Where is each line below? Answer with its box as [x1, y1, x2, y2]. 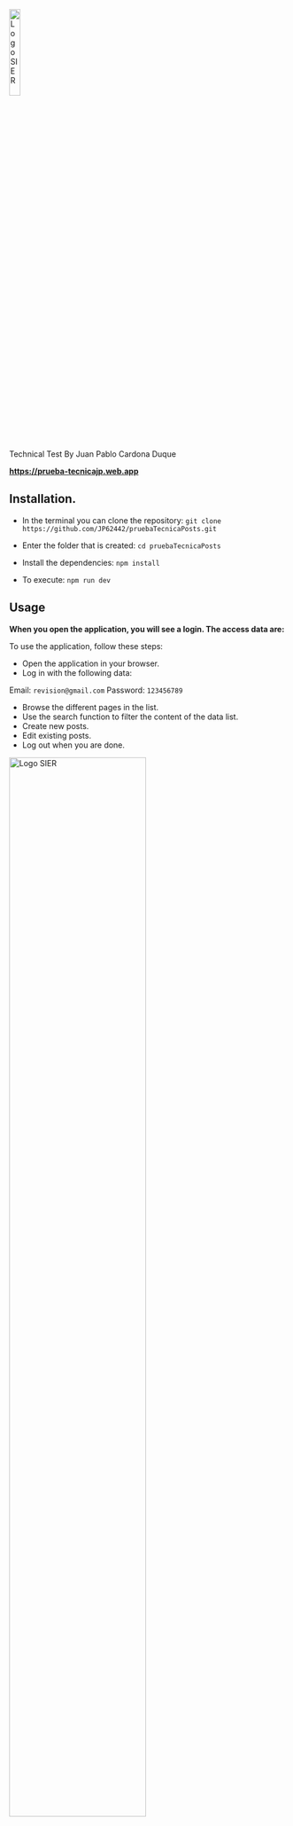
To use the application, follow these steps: [9, 640, 164, 651]
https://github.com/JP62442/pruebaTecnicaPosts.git [21, 524, 217, 533]
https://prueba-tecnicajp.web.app [9, 466, 139, 476]
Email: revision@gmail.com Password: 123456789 [9, 685, 183, 695]
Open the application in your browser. [21, 658, 160, 669]
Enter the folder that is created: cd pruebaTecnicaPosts [21, 540, 221, 551]
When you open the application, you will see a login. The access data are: [9, 623, 285, 634]
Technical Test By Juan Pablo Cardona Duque [9, 449, 177, 459]
